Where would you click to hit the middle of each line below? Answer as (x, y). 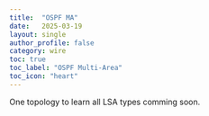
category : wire (38, 51)
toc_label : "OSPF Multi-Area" (66, 68)
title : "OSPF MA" (44, 18)
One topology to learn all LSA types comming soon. (105, 102)
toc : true (28, 59)
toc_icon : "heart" (44, 76)
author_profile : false (52, 43)
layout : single (38, 34)
